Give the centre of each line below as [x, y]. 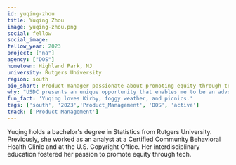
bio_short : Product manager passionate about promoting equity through [114, 86]
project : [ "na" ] [31, 53]
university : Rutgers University [54, 72]
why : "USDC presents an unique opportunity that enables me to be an [111, 92]
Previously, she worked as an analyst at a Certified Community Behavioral [114, 139]
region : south [28, 79]
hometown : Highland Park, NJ [50, 66]
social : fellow [29, 33]
